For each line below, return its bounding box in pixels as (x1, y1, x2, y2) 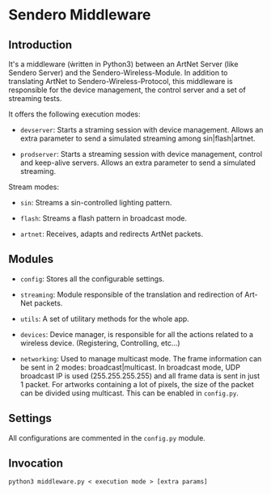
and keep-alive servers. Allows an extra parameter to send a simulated (19, 158, 256, 167)
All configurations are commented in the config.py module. (8, 433, 206, 442)
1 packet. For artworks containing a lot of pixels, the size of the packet (19, 379, 254, 389)
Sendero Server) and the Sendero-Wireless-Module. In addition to (8, 68, 228, 78)
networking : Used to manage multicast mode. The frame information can (19, 353, 262, 363)
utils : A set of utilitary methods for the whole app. (19, 314, 190, 323)
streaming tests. (8, 94, 62, 103)
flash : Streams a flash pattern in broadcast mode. (19, 213, 188, 223)
